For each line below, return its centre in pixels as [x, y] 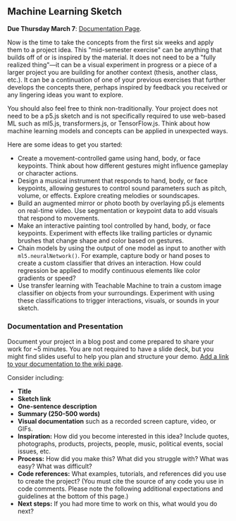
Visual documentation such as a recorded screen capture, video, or [117, 422]
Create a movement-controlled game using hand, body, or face [109, 158]
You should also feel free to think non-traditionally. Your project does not [113, 108]
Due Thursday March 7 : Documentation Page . [75, 28]
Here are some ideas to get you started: [65, 145]
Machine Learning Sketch [64, 12]
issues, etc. [34, 451]
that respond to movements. [58, 218]
